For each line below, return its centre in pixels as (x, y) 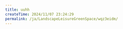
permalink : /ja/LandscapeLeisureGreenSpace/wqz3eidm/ (62, 19)
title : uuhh (17, 10)
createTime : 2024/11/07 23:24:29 (40, 14)
